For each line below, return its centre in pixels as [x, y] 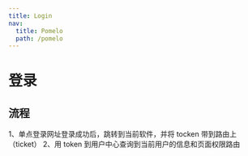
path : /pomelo [39, 38]
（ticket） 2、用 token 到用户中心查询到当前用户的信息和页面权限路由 [124, 144]
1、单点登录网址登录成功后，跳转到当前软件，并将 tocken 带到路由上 [123, 134]
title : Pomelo [39, 31]
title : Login [30, 16]
